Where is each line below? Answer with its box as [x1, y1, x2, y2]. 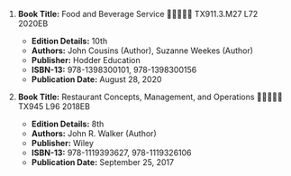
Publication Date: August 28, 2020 [31, 74, 162, 85]
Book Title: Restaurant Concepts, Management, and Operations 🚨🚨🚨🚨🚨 [17, 91, 283, 102]
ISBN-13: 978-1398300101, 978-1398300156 [31, 64, 197, 75]
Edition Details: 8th [31, 118, 105, 129]
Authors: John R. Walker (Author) [31, 128, 157, 139]
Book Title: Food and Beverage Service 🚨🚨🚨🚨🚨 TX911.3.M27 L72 [17, 9, 259, 19]
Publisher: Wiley [31, 138, 95, 148]
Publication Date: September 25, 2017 [31, 157, 174, 167]
